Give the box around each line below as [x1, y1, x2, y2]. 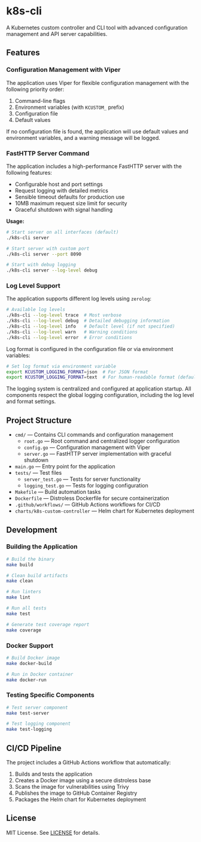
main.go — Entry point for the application [14, 463, 115, 470]
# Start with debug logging [6, 262, 77, 268]
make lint [6, 594, 31, 600]
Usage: [6, 217, 25, 225]
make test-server [6, 710, 50, 716]
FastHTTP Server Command [6, 149, 90, 157]
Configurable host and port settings [14, 181, 103, 188]
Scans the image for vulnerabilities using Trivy [14, 783, 129, 790]
